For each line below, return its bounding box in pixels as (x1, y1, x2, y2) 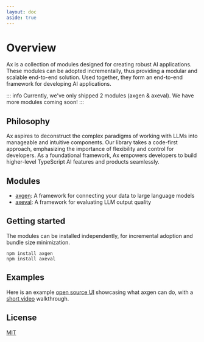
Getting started (6, 216, 66, 226)
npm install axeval (6, 256, 56, 262)
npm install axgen (6, 250, 53, 256)
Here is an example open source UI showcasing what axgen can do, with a (6, 288, 194, 296)
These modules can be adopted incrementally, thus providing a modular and (6, 68, 198, 75)
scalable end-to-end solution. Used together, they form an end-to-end (6, 74, 183, 81)
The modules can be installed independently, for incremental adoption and (6, 232, 193, 239)
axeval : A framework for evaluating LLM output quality (15, 198, 152, 206)
